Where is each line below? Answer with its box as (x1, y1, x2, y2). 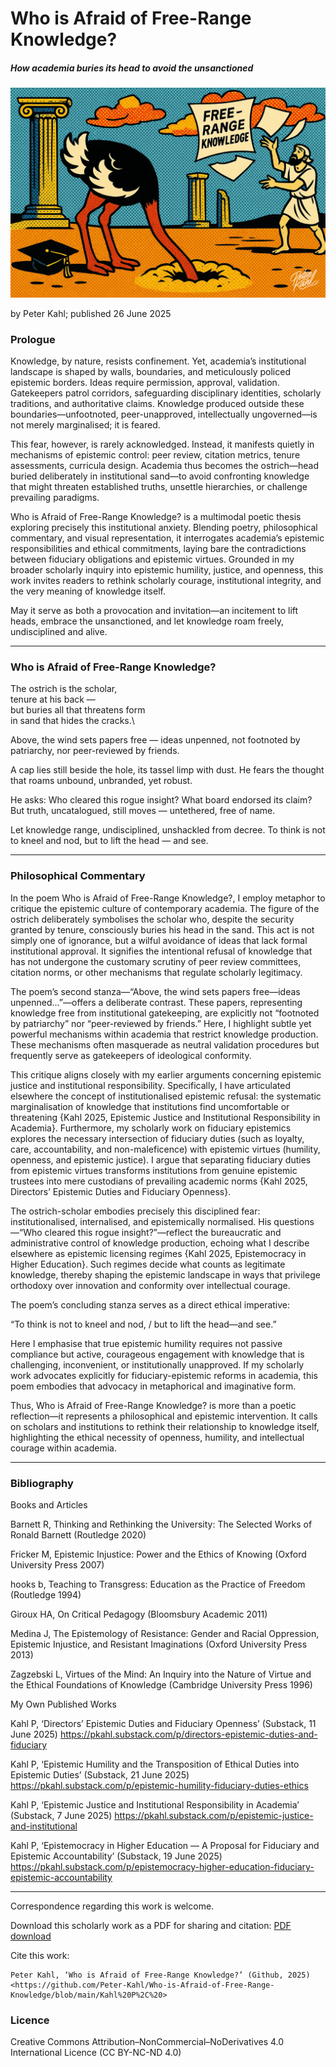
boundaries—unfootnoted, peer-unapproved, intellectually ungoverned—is (10, 408, 318, 421)
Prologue (10, 332, 56, 346)
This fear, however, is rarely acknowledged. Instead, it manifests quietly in (10, 438, 315, 451)
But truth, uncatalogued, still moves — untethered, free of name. (10, 805, 276, 817)
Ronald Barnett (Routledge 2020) (10, 1529, 147, 1541)
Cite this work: (10, 1950, 70, 1962)
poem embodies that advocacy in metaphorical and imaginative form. (10, 1380, 297, 1392)
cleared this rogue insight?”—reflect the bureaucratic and (44, 1226, 282, 1238)
